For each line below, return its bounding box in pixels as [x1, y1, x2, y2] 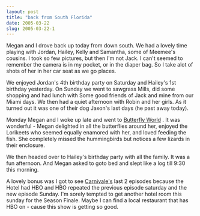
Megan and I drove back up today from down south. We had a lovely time [6, 42, 187, 49]
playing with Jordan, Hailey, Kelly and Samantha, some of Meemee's [6, 49, 176, 56]
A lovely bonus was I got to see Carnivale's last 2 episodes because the [6, 178, 184, 185]
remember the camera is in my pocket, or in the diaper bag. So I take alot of [6, 61, 193, 68]
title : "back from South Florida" [6, 14, 93, 20]
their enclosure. [6, 142, 45, 149]
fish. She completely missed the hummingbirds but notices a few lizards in [6, 136, 190, 143]
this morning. [6, 166, 39, 173]
